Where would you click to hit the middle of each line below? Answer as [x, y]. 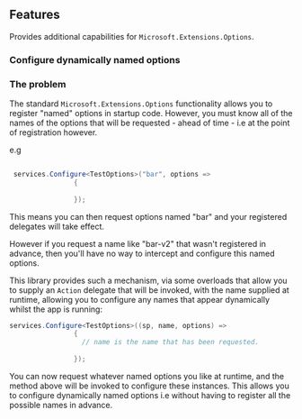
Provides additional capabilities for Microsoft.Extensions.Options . [132, 36]
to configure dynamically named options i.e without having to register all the [150, 395]
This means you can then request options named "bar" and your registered [148, 216]
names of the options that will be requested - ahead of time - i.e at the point [150, 123]
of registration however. [53, 132]
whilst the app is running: [56, 309]
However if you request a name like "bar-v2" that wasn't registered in [138, 243]
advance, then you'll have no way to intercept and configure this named [142, 253]
